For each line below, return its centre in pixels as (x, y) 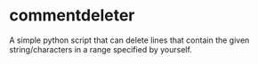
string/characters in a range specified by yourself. (101, 49)
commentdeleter (72, 16)
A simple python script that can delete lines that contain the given (129, 40)
